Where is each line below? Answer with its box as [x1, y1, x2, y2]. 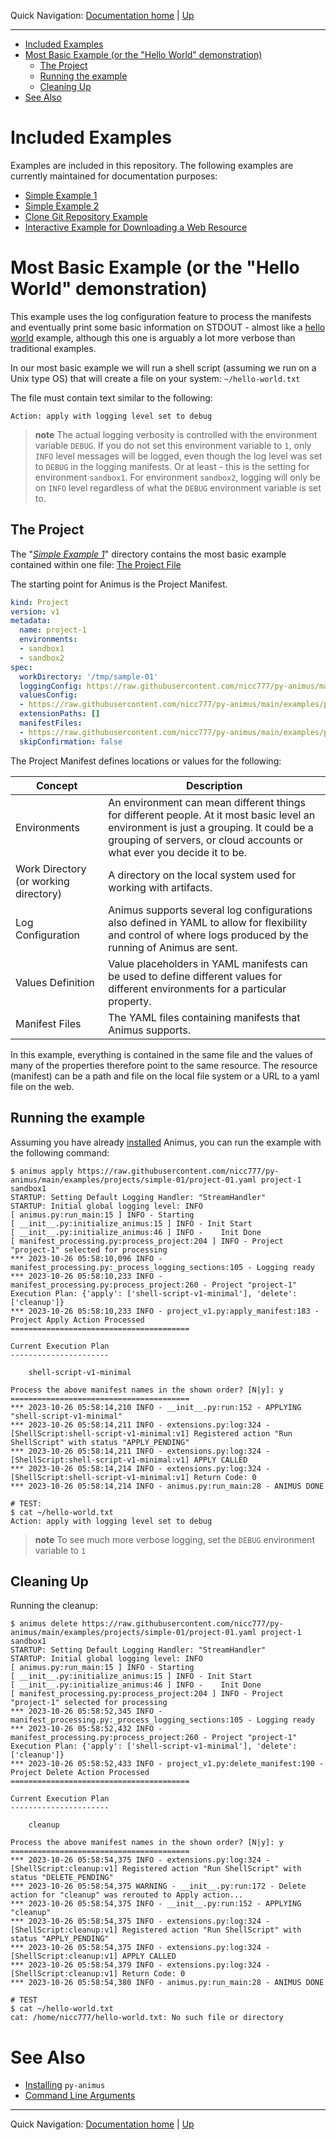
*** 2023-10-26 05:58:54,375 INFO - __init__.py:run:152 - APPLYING [10, 1899, 302, 1909]
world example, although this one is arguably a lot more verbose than [10, 331, 296, 344]
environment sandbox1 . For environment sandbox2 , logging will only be [34, 471, 321, 483]
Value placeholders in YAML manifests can [108, 956, 308, 970]
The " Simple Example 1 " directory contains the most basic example [10, 548, 287, 560]
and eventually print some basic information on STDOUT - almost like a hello [10, 321, 326, 333]
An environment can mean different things [108, 795, 306, 809]
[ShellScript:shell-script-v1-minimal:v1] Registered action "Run [10, 1428, 293, 1439]
